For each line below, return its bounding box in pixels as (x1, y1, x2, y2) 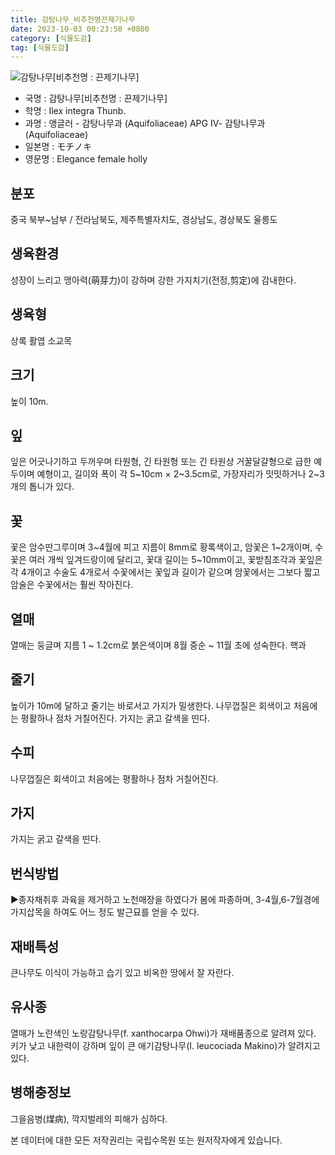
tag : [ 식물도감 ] (10, 42, 70, 53)
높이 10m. (10, 395, 49, 407)
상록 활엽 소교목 (10, 334, 73, 346)
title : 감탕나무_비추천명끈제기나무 (10, 14, 136, 25)
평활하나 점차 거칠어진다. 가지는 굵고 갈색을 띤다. (20, 712, 210, 724)
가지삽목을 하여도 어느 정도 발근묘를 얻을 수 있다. (10, 906, 200, 918)
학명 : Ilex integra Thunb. (24, 105, 127, 117)
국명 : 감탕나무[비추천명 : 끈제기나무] (24, 92, 168, 105)
